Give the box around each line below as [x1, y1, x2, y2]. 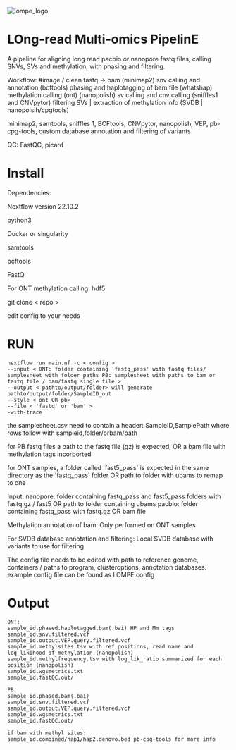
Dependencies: [7, 188, 51, 197]
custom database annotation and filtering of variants [38, 127, 192, 135]
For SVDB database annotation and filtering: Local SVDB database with [7, 534, 213, 543]
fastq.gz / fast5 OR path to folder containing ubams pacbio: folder [7, 499, 199, 508]
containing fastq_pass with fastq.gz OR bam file [7, 507, 147, 515]
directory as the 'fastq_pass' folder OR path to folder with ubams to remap [7, 471, 223, 479]
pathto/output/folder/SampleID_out [7, 390, 112, 398]
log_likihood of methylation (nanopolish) [7, 649, 134, 656]
